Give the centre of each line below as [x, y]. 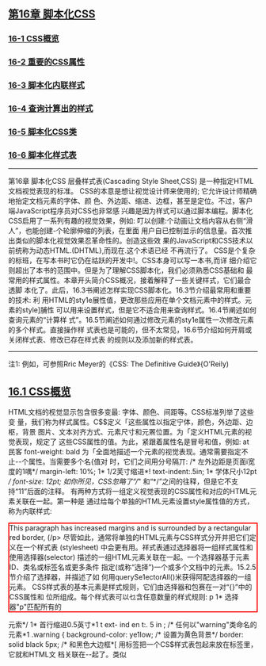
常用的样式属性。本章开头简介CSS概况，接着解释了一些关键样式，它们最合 [130, 281]
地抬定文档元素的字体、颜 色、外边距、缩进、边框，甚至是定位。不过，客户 [131, 201]
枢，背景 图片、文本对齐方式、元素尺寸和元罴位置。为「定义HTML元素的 [127, 432]
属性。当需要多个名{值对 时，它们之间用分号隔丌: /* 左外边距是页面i [138, 461]
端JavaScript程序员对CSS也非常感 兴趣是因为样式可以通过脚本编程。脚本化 [131, 211]
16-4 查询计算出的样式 [51, 109]
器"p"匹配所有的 [35, 607]
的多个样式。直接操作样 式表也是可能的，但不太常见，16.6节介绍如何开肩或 [130, 330]
